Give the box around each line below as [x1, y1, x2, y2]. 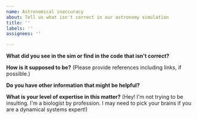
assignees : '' [6, 31, 42, 37]
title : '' [6, 20, 31, 26]
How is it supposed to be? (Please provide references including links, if [6, 64, 182, 71]
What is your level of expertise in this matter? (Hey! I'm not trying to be [6, 93, 183, 101]
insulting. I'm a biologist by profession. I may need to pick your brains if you [6, 99, 192, 107]
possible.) [6, 70, 31, 77]
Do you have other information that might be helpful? [6, 82, 140, 89]
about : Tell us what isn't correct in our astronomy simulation [6, 14, 169, 20]
